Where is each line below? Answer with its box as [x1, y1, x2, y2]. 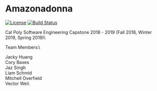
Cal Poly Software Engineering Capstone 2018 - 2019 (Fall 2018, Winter [5, 29, 152, 35]
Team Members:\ [5, 44, 40, 50]
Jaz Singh [5, 64, 26, 70]
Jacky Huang [5, 53, 33, 60]
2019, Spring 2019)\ [5, 34, 46, 40]
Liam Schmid [5, 69, 32, 75]
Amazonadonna [5, 3, 73, 14]
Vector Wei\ [5, 80, 30, 86]
